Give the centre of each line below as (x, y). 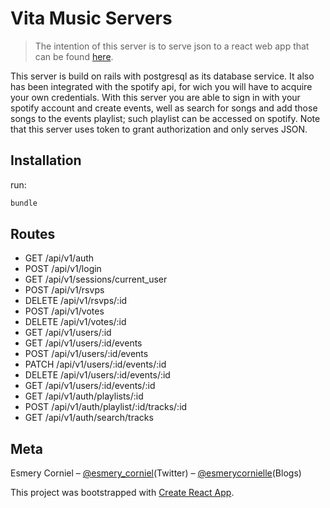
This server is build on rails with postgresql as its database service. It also (162, 76)
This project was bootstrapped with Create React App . (122, 493)
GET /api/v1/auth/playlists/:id (84, 396)
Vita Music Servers (91, 18)
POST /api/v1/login (63, 269)
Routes (33, 234)
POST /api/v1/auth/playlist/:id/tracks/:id (106, 407)
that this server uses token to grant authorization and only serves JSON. (159, 129)
